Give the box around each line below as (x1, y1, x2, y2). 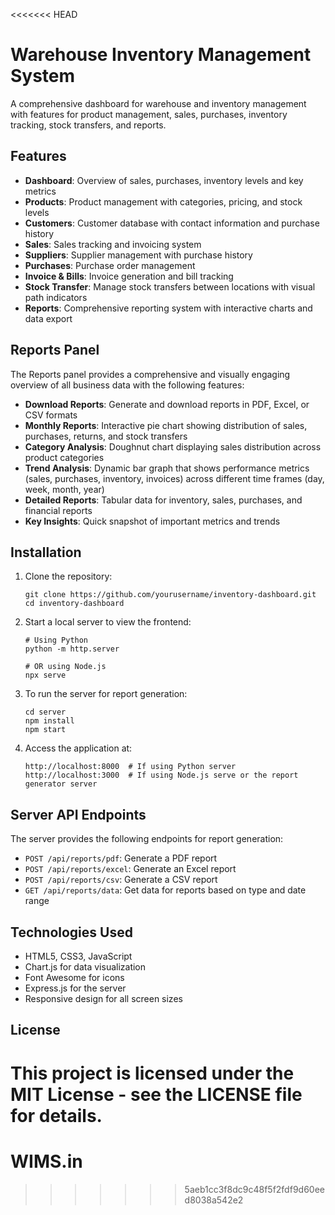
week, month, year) (24, 483, 105, 495)
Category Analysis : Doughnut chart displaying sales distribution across (24, 440, 322, 453)
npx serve (24, 670, 67, 681)
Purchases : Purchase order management (24, 259, 196, 271)
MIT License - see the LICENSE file (10, 1083, 303, 1106)
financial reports (24, 504, 93, 516)
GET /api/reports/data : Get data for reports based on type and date (24, 884, 307, 896)
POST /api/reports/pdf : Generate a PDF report (24, 852, 218, 864)
